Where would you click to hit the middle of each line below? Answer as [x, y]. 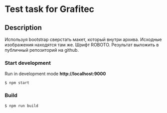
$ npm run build [21, 106]
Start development [28, 63]
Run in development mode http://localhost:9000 [55, 74]
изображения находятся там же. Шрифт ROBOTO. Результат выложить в [82, 45]
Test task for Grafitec [50, 9]
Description [23, 28]
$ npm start [17, 83]
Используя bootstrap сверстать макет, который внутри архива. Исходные [83, 39]
